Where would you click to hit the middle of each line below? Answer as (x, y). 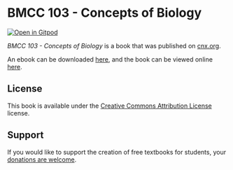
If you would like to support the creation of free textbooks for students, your (116, 152)
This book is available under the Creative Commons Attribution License (110, 106)
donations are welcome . (42, 160)
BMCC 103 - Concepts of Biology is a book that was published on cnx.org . (114, 45)
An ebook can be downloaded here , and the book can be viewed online (110, 59)
